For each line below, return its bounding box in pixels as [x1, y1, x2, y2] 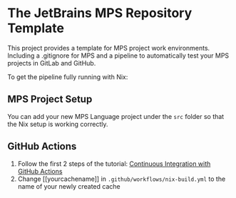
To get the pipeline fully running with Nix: [7, 73, 128, 81]
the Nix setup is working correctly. [7, 120, 108, 128]
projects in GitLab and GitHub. [7, 58, 96, 67]
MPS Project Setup [7, 93, 93, 105]
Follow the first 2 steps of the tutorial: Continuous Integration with [17, 159, 211, 168]
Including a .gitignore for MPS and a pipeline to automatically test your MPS [7, 51, 230, 60]
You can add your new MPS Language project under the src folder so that [7, 112, 225, 120]
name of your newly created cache [17, 182, 120, 190]
